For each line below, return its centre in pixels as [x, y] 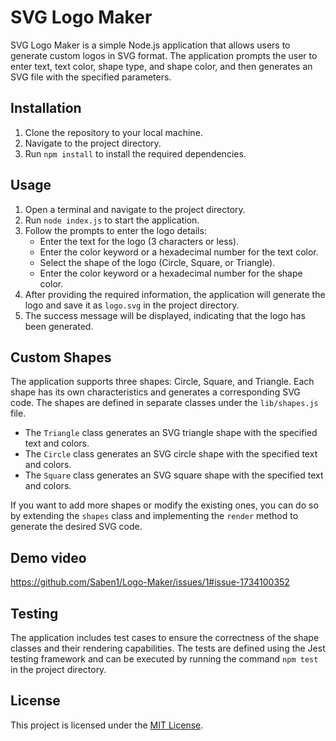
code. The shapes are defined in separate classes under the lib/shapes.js [164, 403]
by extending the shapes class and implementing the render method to [154, 516]
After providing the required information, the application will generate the [175, 294]
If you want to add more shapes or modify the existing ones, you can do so [164, 505]
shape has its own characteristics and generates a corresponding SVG [155, 392]
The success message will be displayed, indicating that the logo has [165, 315]
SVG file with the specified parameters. [91, 77]
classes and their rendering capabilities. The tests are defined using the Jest [168, 648]
